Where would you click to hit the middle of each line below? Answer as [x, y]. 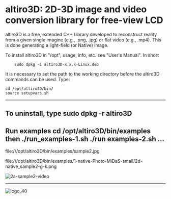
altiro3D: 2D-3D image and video [76, 9]
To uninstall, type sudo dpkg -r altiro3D [69, 114]
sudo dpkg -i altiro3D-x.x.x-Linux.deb [57, 64]
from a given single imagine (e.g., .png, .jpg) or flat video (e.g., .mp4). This [83, 40]
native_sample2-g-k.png [31, 166]
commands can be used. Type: [38, 79]
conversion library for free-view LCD [84, 20]
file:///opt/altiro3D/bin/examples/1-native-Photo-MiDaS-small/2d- [74, 161]
